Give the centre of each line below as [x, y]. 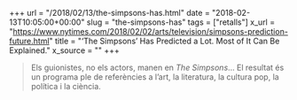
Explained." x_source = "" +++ [64, 50]
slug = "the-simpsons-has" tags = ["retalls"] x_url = [181, 22]
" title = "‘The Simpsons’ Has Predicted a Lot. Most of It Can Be [164, 41]
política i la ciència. [66, 86]
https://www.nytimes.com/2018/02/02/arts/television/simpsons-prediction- [150, 31]
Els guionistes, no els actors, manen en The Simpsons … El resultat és [157, 67]
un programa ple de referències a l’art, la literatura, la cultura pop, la [155, 77]
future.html [30, 41]
